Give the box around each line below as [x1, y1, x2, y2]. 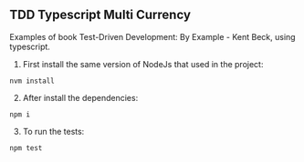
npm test [9, 143, 43, 153]
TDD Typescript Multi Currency [9, 7, 192, 23]
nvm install [9, 76, 55, 86]
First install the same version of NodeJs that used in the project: [22, 58, 264, 69]
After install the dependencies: [22, 92, 139, 103]
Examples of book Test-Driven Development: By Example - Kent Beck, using [9, 31, 296, 42]
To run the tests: [22, 126, 85, 137]
